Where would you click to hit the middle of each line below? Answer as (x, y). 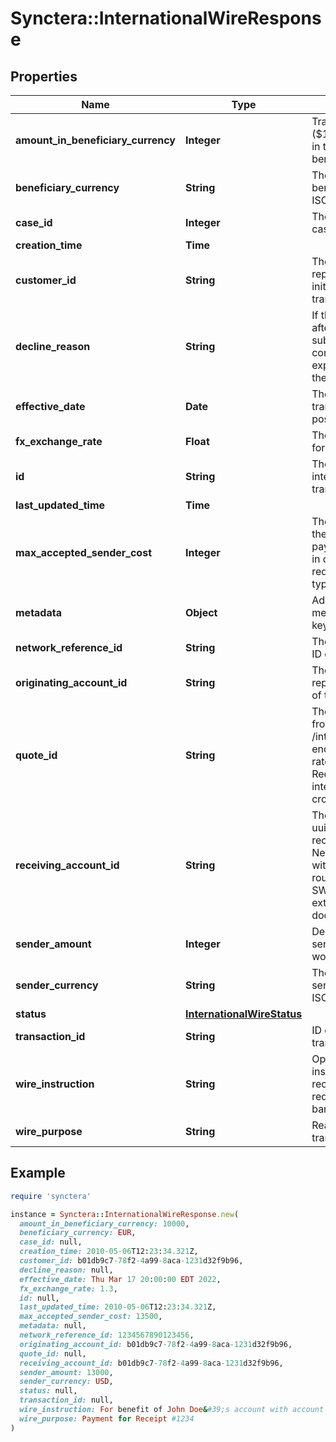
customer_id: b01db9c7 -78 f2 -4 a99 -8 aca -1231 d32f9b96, (131, 1261)
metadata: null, (53, 1326)
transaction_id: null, (66, 1400)
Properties (44, 76)
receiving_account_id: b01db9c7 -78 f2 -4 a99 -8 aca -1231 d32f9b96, (151, 1363)
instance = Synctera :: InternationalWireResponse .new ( (125, 1214)
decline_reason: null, (66, 1270)
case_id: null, (51, 1242)
